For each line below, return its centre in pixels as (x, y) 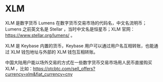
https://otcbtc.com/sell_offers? (64, 68)
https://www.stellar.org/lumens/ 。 (40, 35)
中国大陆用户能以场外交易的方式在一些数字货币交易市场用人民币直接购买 (79, 62)
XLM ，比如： (19, 68)
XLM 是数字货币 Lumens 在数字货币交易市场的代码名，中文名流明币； (76, 23)
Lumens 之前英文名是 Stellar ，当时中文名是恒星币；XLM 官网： (70, 29)
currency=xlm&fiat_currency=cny (39, 74)
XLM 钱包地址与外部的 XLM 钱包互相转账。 (54, 52)
